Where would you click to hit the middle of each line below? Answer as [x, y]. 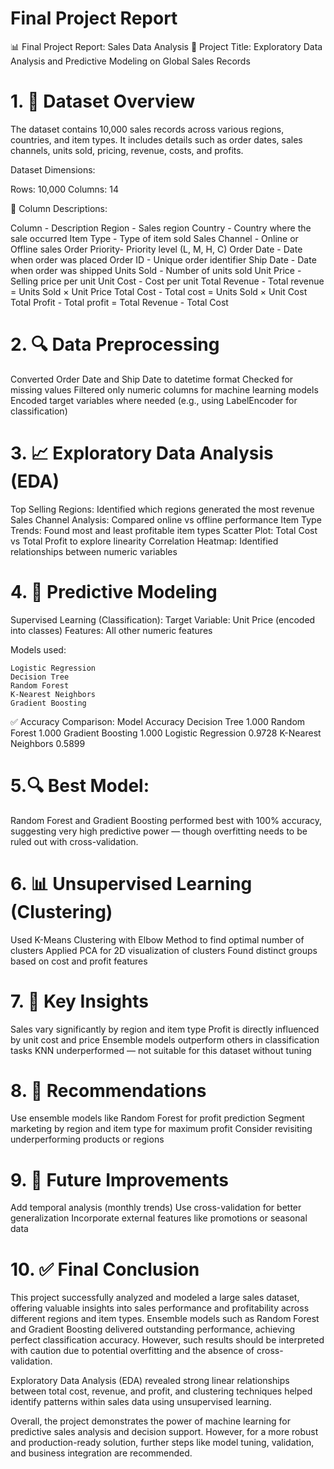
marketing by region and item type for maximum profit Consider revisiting [161, 1129]
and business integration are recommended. [101, 1453]
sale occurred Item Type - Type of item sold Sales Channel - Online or [154, 238]
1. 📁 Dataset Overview [103, 101]
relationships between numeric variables [94, 551]
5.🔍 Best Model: [80, 785]
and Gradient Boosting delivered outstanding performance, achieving [153, 1329]
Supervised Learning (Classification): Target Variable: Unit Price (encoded [163, 619]
